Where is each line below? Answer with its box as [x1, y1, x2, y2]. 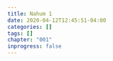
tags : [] [7, 29, 33, 37]
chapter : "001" [7, 36, 53, 43]
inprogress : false [7, 43, 62, 50]
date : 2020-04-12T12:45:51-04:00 [7, 17, 107, 24]
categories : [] [7, 23, 53, 30]
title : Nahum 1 [7, 10, 53, 18]
